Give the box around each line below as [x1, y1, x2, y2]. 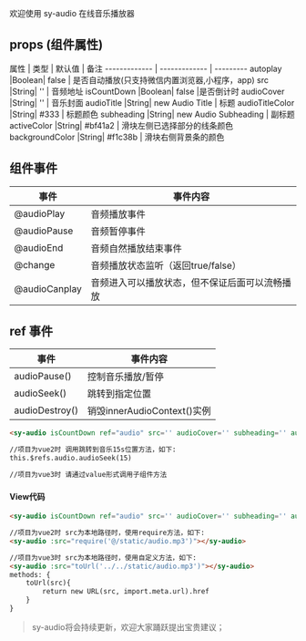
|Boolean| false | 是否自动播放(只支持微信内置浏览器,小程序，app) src [9, 74, 269, 85]
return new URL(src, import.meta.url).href [42, 587, 209, 596]
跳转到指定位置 [87, 388, 152, 400]
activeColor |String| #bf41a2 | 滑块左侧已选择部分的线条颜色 [9, 119, 234, 130]
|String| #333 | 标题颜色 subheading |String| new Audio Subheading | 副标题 [9, 109, 296, 119]
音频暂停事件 [90, 224, 146, 237]
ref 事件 [9, 324, 53, 339]
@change [14, 258, 56, 271]
